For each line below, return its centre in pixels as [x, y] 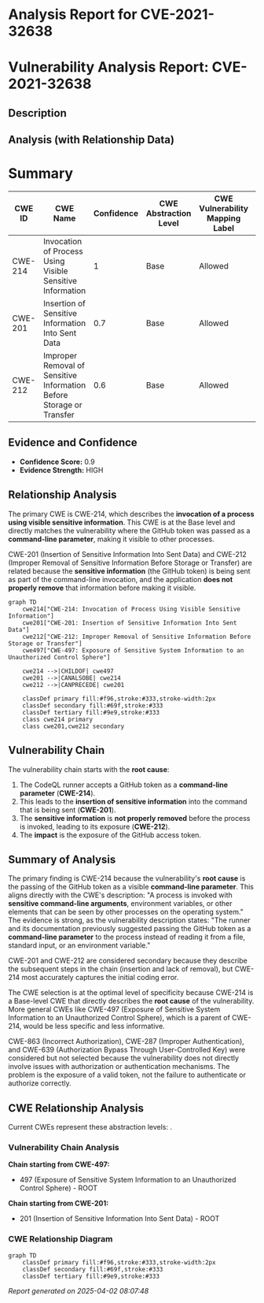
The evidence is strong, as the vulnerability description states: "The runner [129, 920]
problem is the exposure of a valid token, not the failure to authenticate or [127, 1075]
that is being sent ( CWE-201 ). [68, 810]
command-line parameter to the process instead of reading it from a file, [127, 937]
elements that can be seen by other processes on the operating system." [126, 912]
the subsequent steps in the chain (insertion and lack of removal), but [121, 969]
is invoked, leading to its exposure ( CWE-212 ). [95, 826]
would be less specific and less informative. [94, 1026]
